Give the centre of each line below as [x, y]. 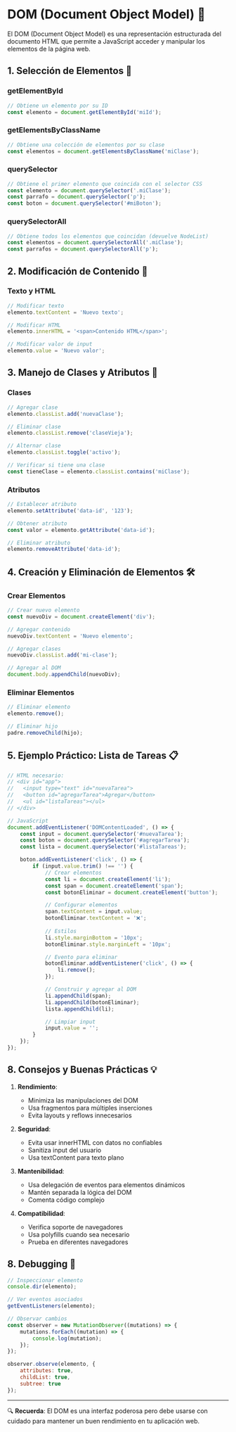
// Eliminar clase [34, 426]
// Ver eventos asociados [45, 1300]
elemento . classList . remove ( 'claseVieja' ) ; [70, 433]
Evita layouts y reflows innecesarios [80, 1115]
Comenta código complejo [66, 1200]
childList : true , [45, 1377]
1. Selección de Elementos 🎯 [70, 71]
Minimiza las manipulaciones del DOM [83, 1100]
